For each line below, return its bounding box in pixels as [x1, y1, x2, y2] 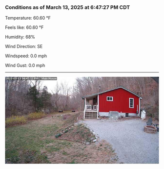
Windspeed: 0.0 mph [5, 53, 47, 59]
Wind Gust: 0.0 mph [5, 63, 45, 69]
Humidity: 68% [5, 34, 36, 40]
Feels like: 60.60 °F [5, 24, 44, 30]
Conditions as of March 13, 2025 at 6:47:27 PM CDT [5, 4, 130, 11]
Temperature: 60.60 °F [5, 15, 51, 21]
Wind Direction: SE [5, 44, 43, 49]
